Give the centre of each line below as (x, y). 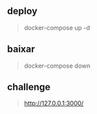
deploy (22, 11)
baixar (21, 49)
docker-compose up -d (57, 27)
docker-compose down (57, 66)
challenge (29, 87)
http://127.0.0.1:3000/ (54, 103)
